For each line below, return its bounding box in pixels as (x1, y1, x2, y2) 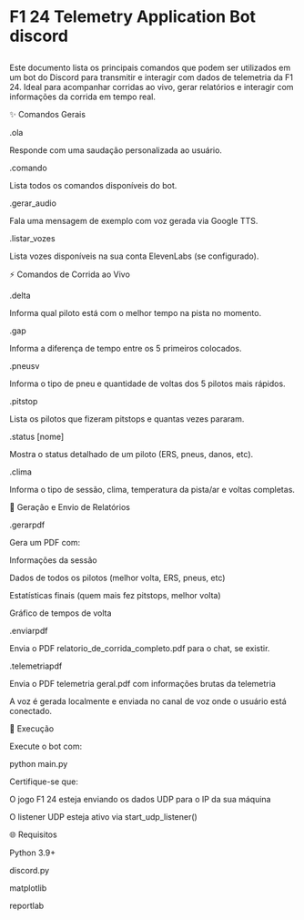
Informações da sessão (9, 554, 97, 566)
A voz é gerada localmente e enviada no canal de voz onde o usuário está (9, 695, 287, 707)
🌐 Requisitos (9, 829, 57, 840)
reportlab (9, 900, 45, 911)
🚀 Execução (9, 722, 55, 734)
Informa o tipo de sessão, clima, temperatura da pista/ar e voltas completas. (9, 484, 296, 495)
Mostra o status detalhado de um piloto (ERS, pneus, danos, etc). (9, 448, 254, 459)
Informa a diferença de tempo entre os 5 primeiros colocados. (9, 342, 242, 353)
